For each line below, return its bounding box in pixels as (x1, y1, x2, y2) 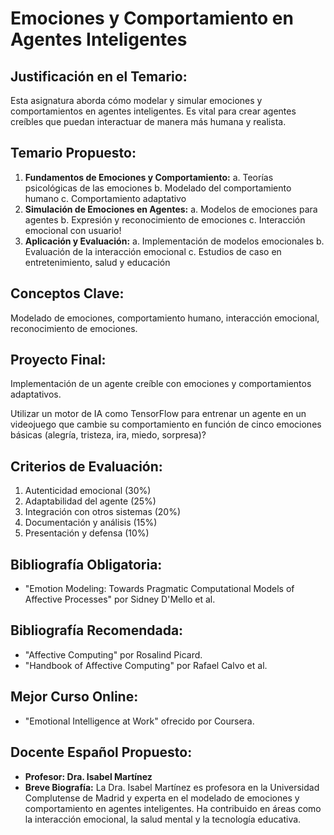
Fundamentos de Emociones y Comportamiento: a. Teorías (24, 171, 274, 183)
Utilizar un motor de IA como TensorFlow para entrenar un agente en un (10, 408, 307, 420)
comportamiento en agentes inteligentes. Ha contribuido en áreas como (24, 802, 322, 814)
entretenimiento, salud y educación (24, 256, 171, 268)
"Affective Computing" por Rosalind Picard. (24, 648, 203, 661)
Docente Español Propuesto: (10, 744, 193, 761)
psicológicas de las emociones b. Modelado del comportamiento (24, 182, 292, 194)
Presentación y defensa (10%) (24, 527, 150, 539)
